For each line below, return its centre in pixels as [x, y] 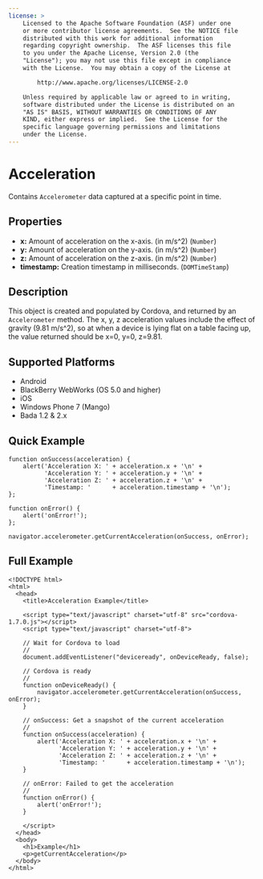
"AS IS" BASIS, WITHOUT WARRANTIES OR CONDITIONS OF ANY [120, 112]
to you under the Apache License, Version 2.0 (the [111, 53]
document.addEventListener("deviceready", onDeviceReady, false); [136, 657]
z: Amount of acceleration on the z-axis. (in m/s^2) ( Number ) [118, 258]
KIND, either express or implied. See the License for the [125, 120]
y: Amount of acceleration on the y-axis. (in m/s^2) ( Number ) [118, 249]
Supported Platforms [62, 362]
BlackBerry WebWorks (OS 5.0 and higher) [90, 390]
